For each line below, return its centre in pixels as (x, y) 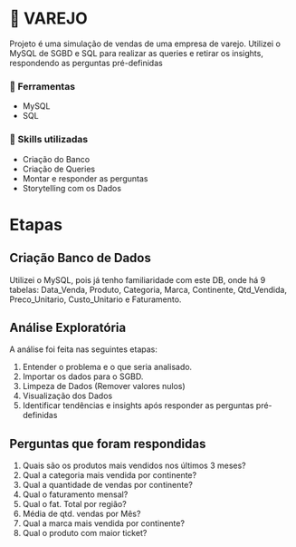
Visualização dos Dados (67, 396)
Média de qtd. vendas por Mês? (81, 514)
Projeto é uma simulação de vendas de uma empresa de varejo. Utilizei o (145, 44)
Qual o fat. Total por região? (74, 504)
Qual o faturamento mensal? (75, 494)
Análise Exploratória (68, 327)
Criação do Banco (56, 159)
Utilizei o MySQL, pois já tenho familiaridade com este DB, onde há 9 (138, 279)
